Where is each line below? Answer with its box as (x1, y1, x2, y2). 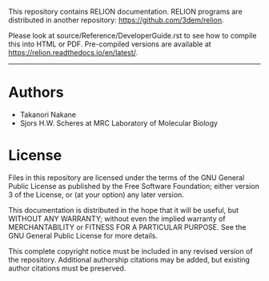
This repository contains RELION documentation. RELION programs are (8, 7, 243, 16)
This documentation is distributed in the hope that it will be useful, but (8, 205, 239, 215)
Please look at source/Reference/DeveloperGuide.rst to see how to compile (8, 31, 257, 40)
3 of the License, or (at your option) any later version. (8, 190, 184, 199)
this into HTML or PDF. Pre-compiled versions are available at (8, 39, 211, 49)
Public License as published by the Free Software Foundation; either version (8, 181, 260, 191)
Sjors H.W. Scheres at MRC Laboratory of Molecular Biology (19, 118, 219, 127)
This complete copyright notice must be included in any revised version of (8, 246, 254, 255)
